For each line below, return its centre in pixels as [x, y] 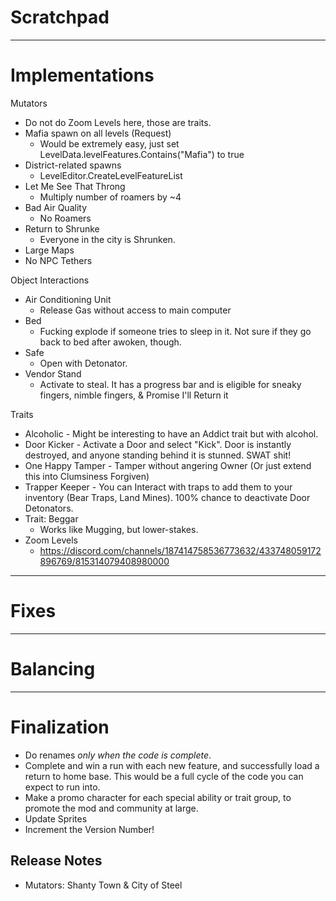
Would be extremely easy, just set [109, 143]
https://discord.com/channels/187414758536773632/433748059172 [180, 550]
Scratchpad [60, 17]
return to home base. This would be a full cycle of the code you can [164, 776]
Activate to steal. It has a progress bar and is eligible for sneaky [170, 384]
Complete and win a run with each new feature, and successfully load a [172, 765]
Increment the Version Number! [89, 829]
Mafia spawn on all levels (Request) [98, 133]
